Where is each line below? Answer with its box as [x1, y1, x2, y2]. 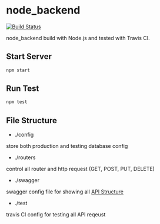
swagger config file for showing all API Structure [6, 188, 124, 195]
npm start [6, 67, 31, 73]
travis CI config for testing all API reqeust [6, 211, 106, 218]
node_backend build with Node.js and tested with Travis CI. [6, 34, 150, 41]
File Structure [6, 116, 57, 126]
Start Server [6, 51, 52, 62]
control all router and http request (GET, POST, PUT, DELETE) [6, 166, 155, 173]
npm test [6, 99, 28, 105]
